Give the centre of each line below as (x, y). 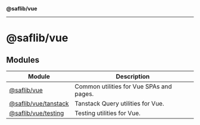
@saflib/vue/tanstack (39, 103)
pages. (84, 94)
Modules (23, 60)
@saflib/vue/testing (37, 113)
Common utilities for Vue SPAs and (124, 86)
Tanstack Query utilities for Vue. (120, 103)
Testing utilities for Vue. (108, 113)
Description (133, 76)
